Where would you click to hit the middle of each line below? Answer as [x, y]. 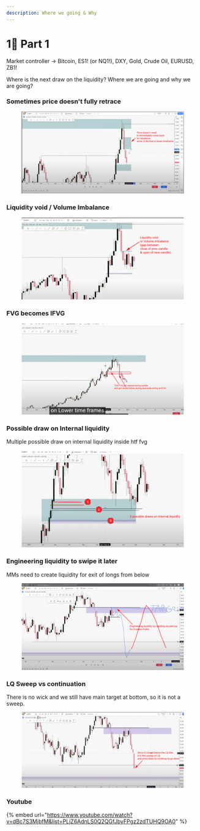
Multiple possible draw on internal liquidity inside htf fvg [77, 442]
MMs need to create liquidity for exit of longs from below [78, 575]
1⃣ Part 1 [28, 44]
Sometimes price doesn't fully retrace [64, 102]
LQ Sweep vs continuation [46, 684]
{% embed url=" [27, 815]
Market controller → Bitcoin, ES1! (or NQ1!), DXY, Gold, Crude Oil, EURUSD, [100, 61]
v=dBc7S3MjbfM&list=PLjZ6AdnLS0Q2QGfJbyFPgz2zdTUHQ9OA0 [91, 822]
